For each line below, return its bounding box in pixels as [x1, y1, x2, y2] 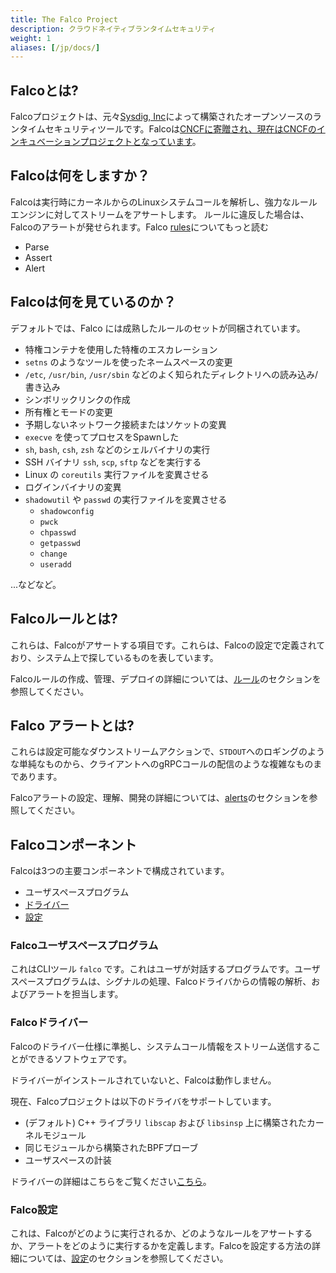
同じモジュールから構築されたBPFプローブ [24, 1141, 199, 1153]
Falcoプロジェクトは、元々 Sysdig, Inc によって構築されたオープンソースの [10, 111, 313, 123]
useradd [39, 559, 72, 570]
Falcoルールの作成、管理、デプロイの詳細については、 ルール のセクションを [10, 672, 322, 685]
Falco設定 [10, 1202, 58, 1216]
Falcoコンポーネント [10, 836, 138, 853]
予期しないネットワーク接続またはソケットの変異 [24, 418, 227, 430]
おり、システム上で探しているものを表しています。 [10, 651, 219, 663]
